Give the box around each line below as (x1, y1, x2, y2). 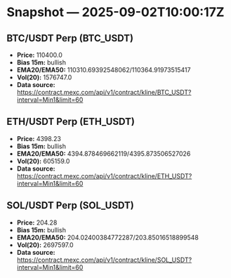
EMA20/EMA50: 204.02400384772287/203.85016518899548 (16, 233, 199, 241)
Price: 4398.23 (16, 134, 61, 143)
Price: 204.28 (16, 218, 58, 227)
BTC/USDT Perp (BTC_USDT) (6, 32, 134, 44)
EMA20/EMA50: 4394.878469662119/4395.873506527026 (16, 149, 191, 158)
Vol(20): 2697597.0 (16, 240, 74, 249)
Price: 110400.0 (16, 51, 62, 59)
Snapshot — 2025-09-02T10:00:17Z (6, 4, 225, 20)
